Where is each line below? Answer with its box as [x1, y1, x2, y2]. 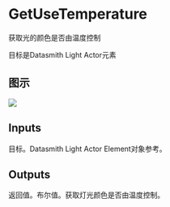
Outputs [8, 167, 51, 181]
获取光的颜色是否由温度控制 [8, 32, 101, 42]
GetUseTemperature [8, 5, 148, 24]
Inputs [8, 121, 42, 135]
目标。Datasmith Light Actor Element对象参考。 [8, 144, 167, 153]
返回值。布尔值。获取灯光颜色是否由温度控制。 [8, 190, 164, 200]
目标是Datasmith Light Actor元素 [8, 50, 117, 59]
